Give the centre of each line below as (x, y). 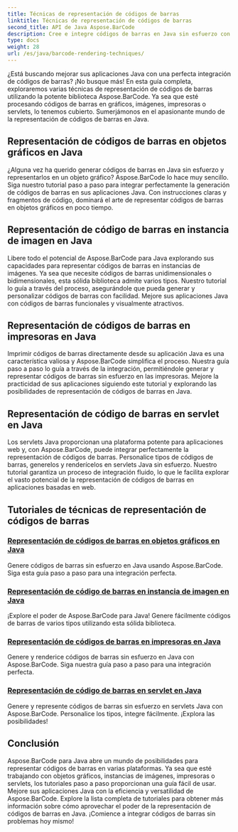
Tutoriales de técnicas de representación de (107, 510)
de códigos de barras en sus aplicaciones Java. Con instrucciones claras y (117, 192)
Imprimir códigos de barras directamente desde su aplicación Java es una (116, 354)
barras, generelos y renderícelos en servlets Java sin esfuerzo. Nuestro (112, 465)
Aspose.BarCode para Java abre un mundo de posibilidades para (103, 760)
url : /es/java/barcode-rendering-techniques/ (76, 54)
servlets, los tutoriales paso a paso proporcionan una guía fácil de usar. (112, 783)
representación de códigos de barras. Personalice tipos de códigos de (110, 457)
